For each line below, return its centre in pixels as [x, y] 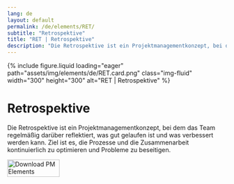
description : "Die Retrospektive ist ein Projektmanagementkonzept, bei [115, 46]
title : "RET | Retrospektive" [51, 40]
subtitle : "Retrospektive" [46, 33]
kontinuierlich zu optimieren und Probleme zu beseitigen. [89, 149]
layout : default [31, 20]
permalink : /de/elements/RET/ [51, 26]
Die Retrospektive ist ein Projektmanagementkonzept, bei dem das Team [111, 127]
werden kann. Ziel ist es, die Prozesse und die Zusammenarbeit [98, 142]
